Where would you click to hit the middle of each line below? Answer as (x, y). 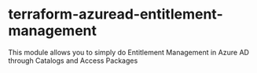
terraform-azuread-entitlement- (116, 14)
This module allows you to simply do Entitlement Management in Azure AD (129, 52)
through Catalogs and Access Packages (73, 61)
